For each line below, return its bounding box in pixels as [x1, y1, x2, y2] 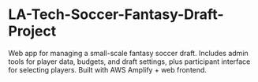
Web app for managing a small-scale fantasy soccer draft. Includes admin [8, 48, 249, 58]
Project [8, 22, 57, 40]
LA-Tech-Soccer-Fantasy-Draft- [8, 6, 224, 24]
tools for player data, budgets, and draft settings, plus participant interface [8, 57, 251, 66]
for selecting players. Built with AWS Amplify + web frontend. [8, 65, 208, 74]
